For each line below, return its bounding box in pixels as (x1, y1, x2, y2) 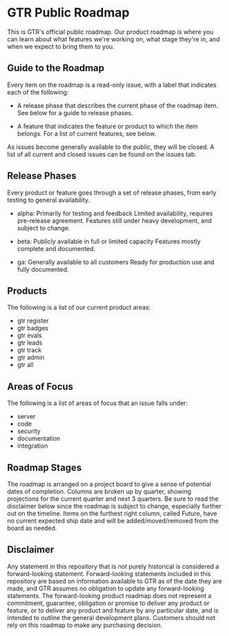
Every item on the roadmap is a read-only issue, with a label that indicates (7, 81, 217, 89)
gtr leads (17, 339, 43, 347)
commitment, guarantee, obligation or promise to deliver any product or (7, 599, 210, 607)
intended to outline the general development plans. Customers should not (7, 613, 216, 622)
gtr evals (17, 331, 43, 339)
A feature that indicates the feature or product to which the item (17, 122, 198, 130)
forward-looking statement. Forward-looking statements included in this (7, 569, 211, 577)
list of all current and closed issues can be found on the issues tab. (7, 150, 197, 158)
